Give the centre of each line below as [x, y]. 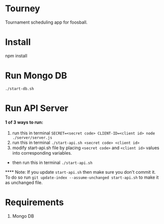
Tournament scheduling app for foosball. [46, 22]
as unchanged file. [24, 183]
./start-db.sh [20, 89]
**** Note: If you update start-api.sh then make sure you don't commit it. [81, 172]
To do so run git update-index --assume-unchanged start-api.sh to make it [82, 177]
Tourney [23, 9]
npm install [16, 56]
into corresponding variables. [42, 153]
